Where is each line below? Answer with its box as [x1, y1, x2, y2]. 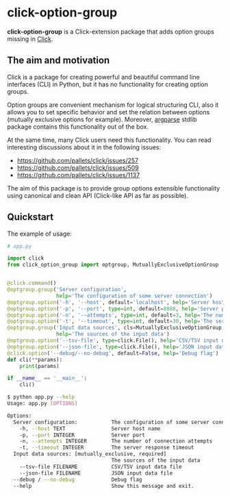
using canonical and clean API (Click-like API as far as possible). [7, 191, 189, 199]
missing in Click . [7, 34, 53, 42]
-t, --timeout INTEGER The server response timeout [19, 444, 194, 451]
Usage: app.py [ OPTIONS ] [7, 400, 78, 407]
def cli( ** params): [7, 356, 63, 363]
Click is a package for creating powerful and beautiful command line [7, 73, 200, 81]
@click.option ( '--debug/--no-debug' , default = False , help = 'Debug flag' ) [7, 349, 219, 357]
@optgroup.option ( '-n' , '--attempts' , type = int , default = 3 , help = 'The [7, 312, 213, 319]
